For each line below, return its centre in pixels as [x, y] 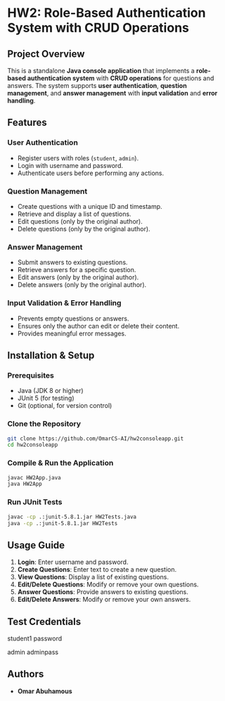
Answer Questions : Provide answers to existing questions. [103, 592]
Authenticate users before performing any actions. [90, 173]
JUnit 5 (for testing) [46, 398]
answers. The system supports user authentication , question [97, 85]
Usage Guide [36, 545]
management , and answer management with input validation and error [112, 93]
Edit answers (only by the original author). [78, 277]
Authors [26, 674]
